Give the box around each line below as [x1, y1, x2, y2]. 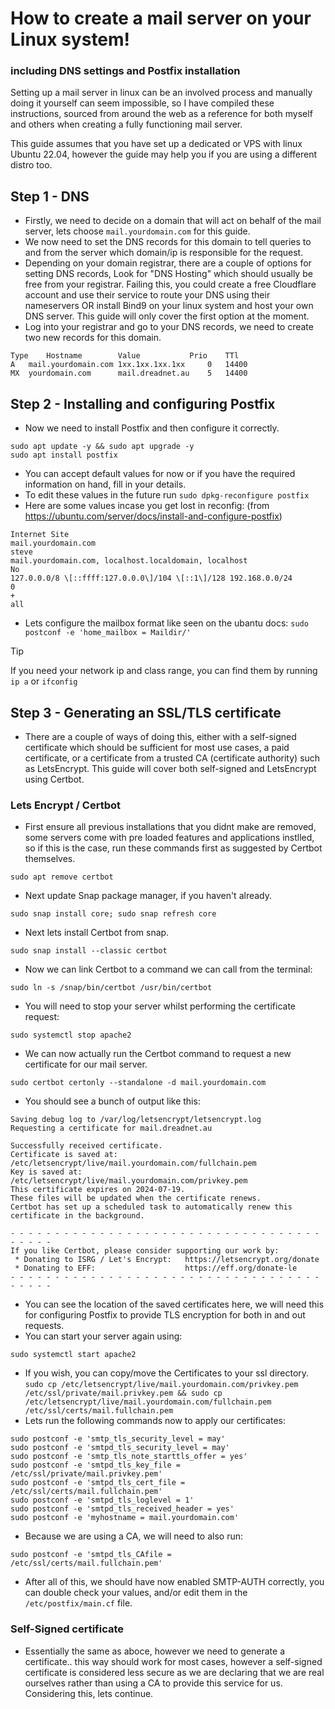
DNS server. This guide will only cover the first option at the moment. [24, 310, 310, 322]
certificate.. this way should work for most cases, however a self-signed [24, 1655, 323, 1667]
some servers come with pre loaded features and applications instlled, [24, 832, 315, 844]
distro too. [10, 159, 53, 171]
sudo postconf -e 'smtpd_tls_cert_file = [10, 1478, 186, 1488]
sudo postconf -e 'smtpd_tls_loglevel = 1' [10, 1495, 195, 1506]
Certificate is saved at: [10, 1150, 118, 1160]
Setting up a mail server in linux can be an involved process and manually [10, 87, 313, 99]
